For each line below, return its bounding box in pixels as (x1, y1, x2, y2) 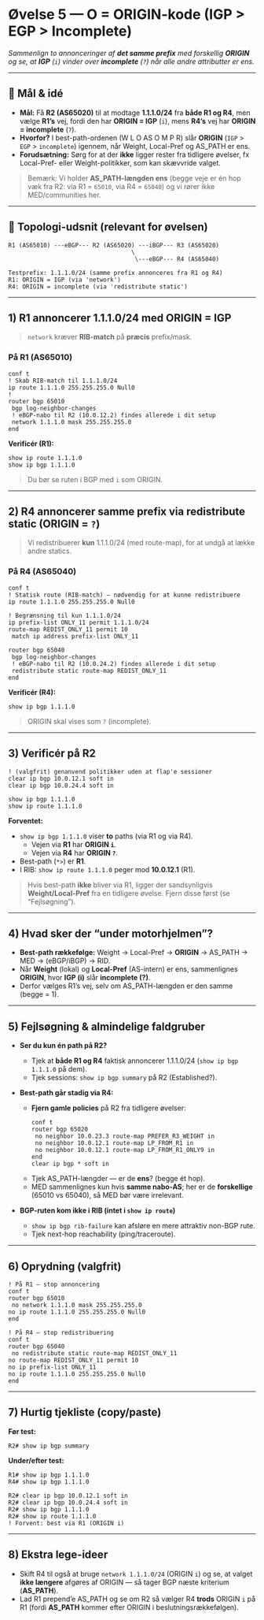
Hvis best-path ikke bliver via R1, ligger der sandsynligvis (27, 880, 214, 890)
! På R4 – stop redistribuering (8, 1329, 114, 1337)
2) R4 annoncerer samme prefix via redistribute (8, 505, 246, 518)
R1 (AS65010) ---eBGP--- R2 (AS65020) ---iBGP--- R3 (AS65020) (8, 241, 220, 249)
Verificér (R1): (8, 439, 55, 448)
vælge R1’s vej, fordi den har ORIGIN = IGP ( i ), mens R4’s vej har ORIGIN (19, 116, 256, 125)
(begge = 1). (19, 990, 59, 999)
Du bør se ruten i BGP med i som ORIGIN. (27, 474, 163, 484)
